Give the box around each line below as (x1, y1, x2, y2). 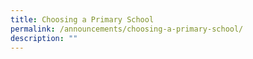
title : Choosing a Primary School (10, 14, 155, 25)
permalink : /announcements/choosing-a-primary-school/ (10, 24, 244, 34)
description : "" (10, 33, 78, 43)
